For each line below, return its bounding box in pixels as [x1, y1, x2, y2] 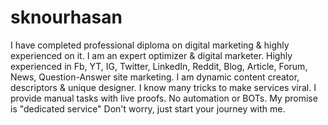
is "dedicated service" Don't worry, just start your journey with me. [10, 102, 286, 115]
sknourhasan [10, 6, 123, 29]
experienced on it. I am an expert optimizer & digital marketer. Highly [10, 49, 293, 61]
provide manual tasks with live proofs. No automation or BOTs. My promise [10, 92, 318, 104]
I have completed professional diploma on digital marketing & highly [10, 39, 290, 51]
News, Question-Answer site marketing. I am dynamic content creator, [10, 71, 300, 83]
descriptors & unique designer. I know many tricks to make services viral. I [10, 81, 317, 93]
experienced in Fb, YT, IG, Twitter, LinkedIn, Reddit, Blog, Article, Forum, [10, 60, 308, 72]
